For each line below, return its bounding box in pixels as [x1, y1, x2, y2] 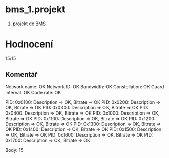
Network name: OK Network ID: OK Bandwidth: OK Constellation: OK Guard [5, 83, 164, 90]
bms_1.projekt [5, 4, 66, 15]
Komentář [5, 70, 38, 79]
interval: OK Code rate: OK [5, 89, 61, 95]
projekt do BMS [12, 20, 46, 27]
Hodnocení [5, 38, 53, 50]
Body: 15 [5, 147, 24, 153]
